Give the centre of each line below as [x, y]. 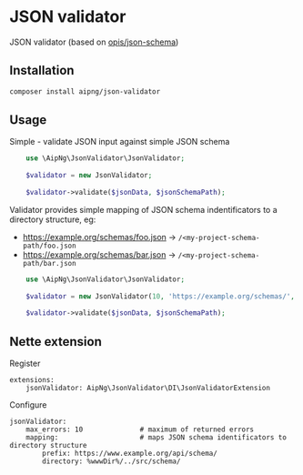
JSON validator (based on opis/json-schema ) [94, 42]
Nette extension [56, 342]
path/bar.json [49, 263]
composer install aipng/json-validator [85, 91]
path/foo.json [49, 246]
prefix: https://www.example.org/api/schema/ [130, 453]
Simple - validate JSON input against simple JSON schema [120, 142]
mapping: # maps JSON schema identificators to [156, 438]
